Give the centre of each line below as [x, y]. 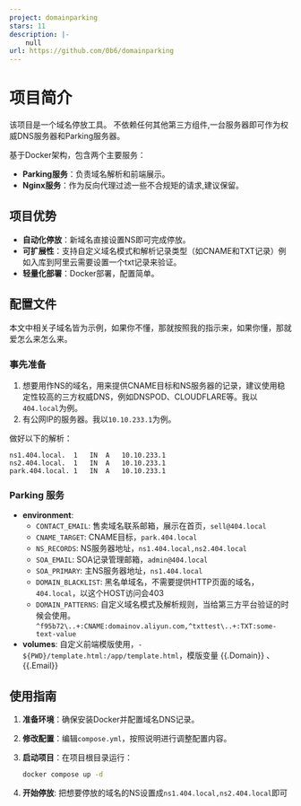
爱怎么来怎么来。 [41, 338]
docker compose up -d [62, 775]
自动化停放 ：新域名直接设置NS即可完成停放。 [106, 240]
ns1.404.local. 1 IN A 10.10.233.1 [88, 455]
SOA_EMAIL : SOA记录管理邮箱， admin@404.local [122, 560]
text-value [56, 635]
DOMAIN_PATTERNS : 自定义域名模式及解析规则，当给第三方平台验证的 [158, 604]
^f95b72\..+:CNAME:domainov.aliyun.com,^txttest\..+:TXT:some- [156, 626]
